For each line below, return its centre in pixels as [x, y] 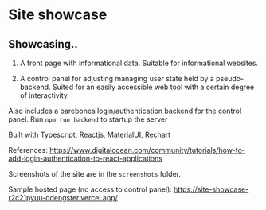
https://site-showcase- [211, 189]
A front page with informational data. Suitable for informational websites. [139, 63]
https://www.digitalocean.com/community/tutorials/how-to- [147, 150]
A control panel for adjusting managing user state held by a [117, 78]
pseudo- [230, 78]
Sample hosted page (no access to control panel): [90, 189]
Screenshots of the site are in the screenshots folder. [95, 174]
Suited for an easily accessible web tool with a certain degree [153, 87]
